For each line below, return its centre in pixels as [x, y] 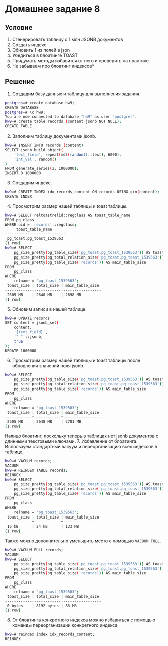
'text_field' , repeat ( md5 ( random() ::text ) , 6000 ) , [68, 154]
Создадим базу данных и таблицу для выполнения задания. [76, 94]
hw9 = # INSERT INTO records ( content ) [44, 145]
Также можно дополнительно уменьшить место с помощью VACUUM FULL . [83, 541]
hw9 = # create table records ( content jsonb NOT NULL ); [63, 122]
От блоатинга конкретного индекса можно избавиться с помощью [84, 620]
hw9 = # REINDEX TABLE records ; [37, 470]
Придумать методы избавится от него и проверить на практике [80, 60]
